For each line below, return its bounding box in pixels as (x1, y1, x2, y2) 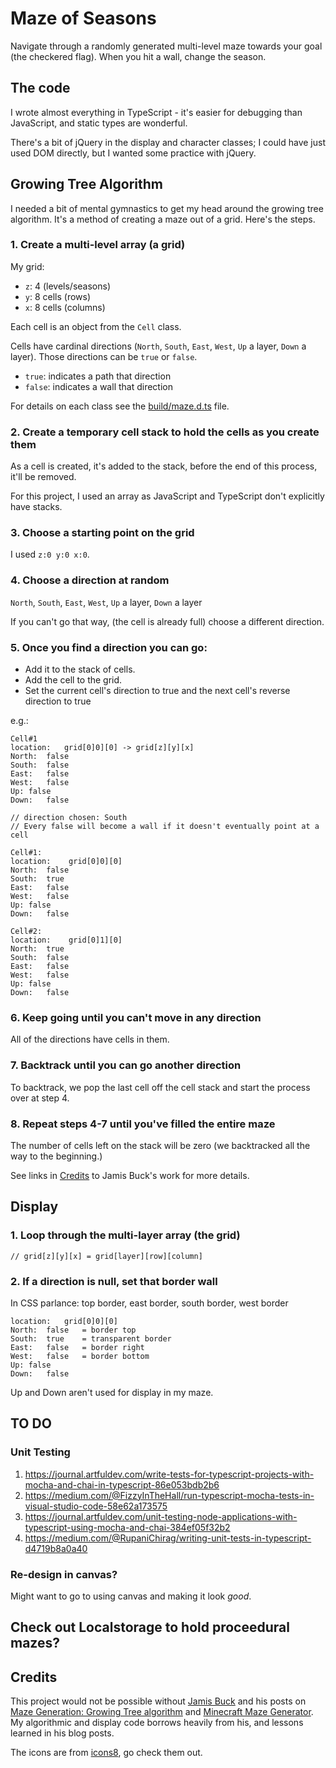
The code (10, 80, 71, 97)
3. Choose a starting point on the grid (10, 526, 195, 540)
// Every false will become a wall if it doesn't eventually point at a (10, 822, 320, 832)
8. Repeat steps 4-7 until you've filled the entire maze (10, 1117, 276, 1131)
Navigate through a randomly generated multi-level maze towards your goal (10, 40, 323, 52)
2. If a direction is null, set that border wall (10, 1274, 218, 1288)
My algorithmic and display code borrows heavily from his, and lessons (10, 1717, 304, 1729)
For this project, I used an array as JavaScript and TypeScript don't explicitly (10, 490, 325, 502)
